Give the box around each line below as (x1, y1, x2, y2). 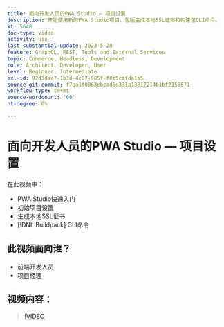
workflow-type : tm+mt (7, 87, 70, 94)
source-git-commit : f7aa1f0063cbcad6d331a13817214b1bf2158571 (7, 81, 190, 88)
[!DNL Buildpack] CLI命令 (17, 220, 90, 229)
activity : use (7, 36, 48, 43)
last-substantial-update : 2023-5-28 (7, 42, 113, 49)
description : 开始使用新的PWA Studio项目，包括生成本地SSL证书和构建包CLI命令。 (7, 17, 221, 24)
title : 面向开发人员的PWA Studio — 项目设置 (7, 10, 126, 17)
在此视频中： (7, 179, 44, 188)
